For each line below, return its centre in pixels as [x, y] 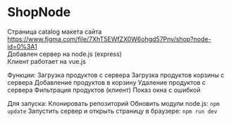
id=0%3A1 [22, 46]
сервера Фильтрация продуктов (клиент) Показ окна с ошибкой [104, 90]
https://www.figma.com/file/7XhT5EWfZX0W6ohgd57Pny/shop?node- [109, 39]
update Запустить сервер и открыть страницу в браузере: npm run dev [112, 111]
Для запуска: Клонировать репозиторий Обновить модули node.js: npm [113, 103]
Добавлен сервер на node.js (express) [64, 54]
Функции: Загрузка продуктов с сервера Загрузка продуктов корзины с [116, 75]
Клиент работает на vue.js [47, 61]
